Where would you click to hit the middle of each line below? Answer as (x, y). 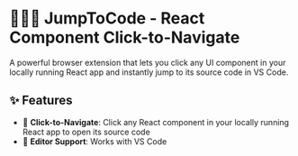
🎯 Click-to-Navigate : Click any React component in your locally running (156, 122)
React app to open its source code (86, 132)
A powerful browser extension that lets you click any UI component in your (148, 62)
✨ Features (41, 101)
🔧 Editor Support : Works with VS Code (95, 141)
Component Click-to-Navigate (125, 37)
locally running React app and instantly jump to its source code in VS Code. (149, 72)
